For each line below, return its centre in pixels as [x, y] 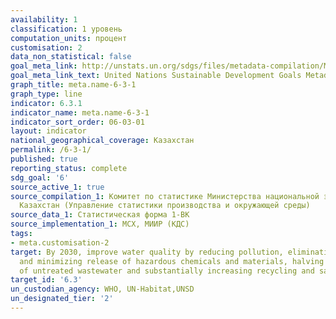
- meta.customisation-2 [60, 242]
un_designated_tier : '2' [62, 299]
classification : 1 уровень [66, 29]
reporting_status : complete [69, 168]
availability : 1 [44, 19]
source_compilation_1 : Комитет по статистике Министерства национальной [165, 196]
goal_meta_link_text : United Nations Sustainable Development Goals [156, 76]
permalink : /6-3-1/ [51, 150]
